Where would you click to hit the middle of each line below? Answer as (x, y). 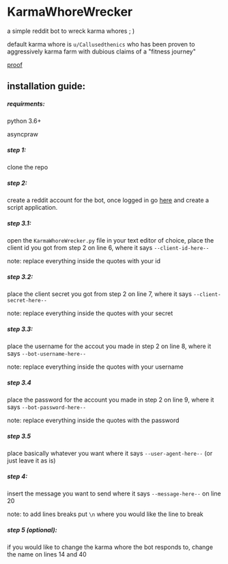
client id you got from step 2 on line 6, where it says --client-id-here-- (108, 248)
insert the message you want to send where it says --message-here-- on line (114, 493)
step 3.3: (20, 329)
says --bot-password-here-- (47, 407)
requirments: (26, 103)
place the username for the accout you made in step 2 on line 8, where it (109, 346)
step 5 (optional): (32, 530)
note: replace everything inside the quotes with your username (95, 367)
